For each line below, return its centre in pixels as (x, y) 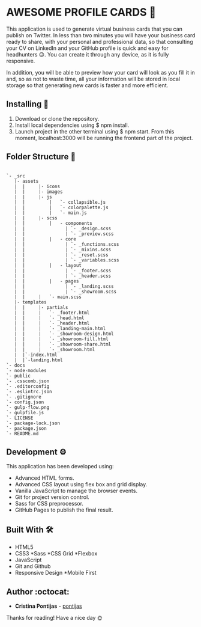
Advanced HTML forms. (44, 478)
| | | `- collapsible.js (60, 202)
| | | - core (45, 239)
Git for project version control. (52, 497)
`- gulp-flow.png (28, 407)
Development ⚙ (37, 452)
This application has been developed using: (60, 466)
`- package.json (26, 428)
